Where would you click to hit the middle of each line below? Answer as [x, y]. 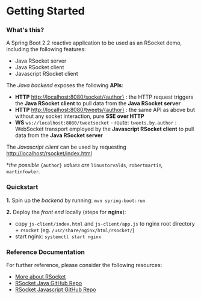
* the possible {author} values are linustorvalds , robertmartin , [85, 165]
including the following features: [46, 49]
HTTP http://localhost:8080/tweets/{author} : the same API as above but [105, 110]
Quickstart [22, 187]
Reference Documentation [46, 252]
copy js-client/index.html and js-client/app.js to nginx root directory [105, 223]
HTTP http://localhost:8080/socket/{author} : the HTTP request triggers [104, 97]
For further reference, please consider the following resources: [84, 265]
